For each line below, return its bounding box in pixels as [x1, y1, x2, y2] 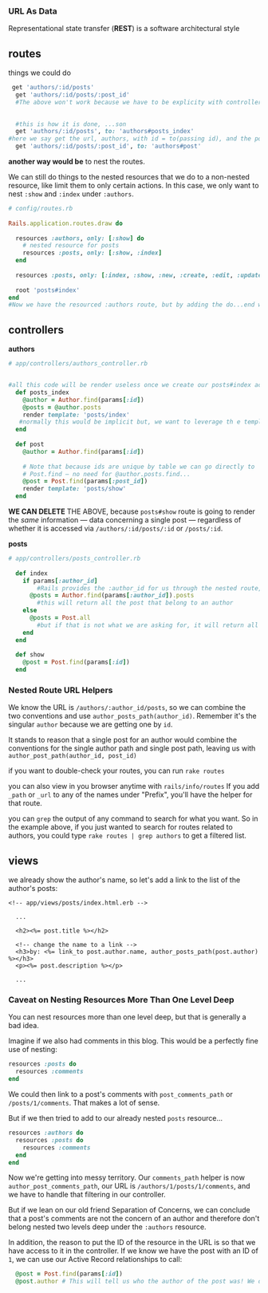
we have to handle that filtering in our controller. [8, 1190, 166, 1200]
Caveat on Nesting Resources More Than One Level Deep [8, 995, 235, 1006]
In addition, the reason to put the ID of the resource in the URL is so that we [8, 1238, 256, 1248]
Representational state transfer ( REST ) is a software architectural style [8, 24, 240, 34]
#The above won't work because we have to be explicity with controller [15, 98, 262, 106]
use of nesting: [8, 1045, 57, 1055]
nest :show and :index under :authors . [8, 189, 134, 199]
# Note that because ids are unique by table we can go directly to [22, 463, 255, 471]
